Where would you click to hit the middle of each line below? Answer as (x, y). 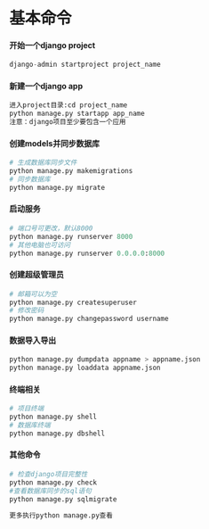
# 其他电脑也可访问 (40, 245)
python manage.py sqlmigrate (63, 499)
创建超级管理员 (36, 275)
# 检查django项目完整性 (48, 475)
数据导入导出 (32, 340)
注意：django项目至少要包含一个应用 (68, 122)
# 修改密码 (27, 310)
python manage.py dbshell (57, 434)
